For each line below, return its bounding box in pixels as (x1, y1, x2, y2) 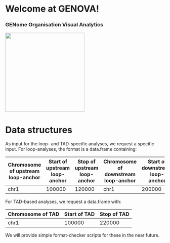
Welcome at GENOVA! (5, 3, 100, 15)
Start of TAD (64, 211, 95, 218)
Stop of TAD (99, 211, 130, 218)
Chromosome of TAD (8, 211, 60, 218)
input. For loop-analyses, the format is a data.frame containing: (5, 146, 137, 152)
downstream (104, 171, 136, 178)
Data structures (5, 124, 72, 136)
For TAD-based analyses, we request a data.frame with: (5, 198, 121, 205)
